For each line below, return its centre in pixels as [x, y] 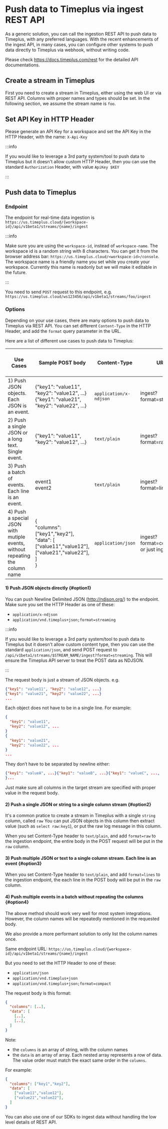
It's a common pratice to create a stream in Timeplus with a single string [80, 816]
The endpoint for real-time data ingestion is [50, 217]
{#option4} [17, 902]
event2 [43, 488]
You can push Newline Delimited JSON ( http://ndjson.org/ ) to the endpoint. [82, 599]
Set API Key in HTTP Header [50, 119]
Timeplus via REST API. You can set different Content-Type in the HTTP [78, 325]
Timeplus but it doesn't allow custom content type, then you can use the [79, 644]
